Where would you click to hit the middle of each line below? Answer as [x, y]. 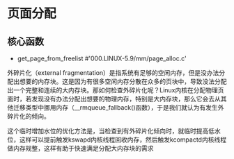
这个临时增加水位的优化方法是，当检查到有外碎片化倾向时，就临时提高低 [111, 131]
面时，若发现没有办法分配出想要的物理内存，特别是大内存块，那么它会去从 [114, 99]
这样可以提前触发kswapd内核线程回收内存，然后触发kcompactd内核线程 [123, 140]
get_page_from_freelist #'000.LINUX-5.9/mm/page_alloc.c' [102, 58]
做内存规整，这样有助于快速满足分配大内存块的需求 [80, 148]
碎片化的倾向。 [29, 116]
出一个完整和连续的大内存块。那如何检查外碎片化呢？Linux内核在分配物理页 [116, 90]
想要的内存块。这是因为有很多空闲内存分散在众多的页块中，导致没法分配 [123, 81]
